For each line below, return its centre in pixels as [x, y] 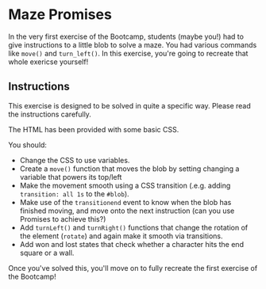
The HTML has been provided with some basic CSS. [94, 129]
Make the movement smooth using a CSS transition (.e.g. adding [125, 185]
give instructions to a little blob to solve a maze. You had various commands [133, 44]
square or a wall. [47, 253]
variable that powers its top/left [71, 177]
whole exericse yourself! [48, 62]
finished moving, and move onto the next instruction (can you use [127, 211]
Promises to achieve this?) [63, 219]
